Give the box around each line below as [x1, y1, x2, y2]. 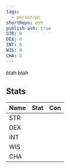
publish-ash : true [6, 25, 51, 31]
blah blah [6, 69, 29, 76]
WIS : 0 [6, 47, 22, 53]
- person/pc [11, 14, 41, 20]
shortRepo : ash [6, 20, 44, 26]
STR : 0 [6, 31, 22, 37]
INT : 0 [6, 42, 22, 48]
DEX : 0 [6, 36, 22, 42]
